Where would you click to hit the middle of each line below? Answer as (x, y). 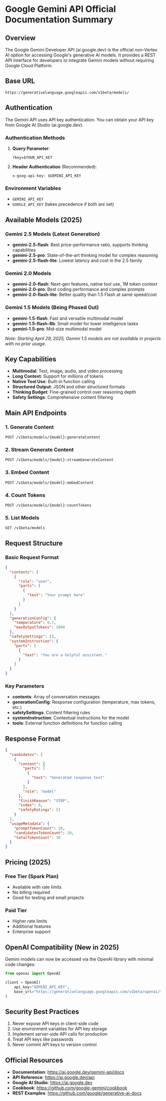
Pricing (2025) (28, 862)
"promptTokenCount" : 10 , (40, 828)
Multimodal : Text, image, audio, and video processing (67, 371)
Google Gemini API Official (61, 9)
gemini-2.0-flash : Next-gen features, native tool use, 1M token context (85, 284)
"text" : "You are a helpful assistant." (65, 655)
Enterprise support (31, 932)
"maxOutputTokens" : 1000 (40, 627)
